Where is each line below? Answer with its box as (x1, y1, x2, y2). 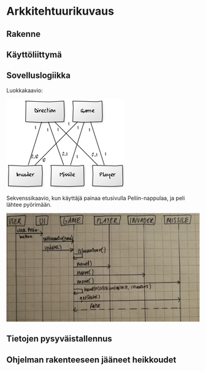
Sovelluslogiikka (6, 71, 71, 81)
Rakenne (6, 29, 41, 39)
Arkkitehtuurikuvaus (6, 4, 115, 18)
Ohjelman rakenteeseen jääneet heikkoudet (6, 354, 177, 365)
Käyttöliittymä (6, 49, 63, 59)
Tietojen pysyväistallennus (6, 334, 112, 344)
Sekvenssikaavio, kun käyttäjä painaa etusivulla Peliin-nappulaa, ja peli (6, 194, 185, 202)
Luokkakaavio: (6, 86, 43, 94)
